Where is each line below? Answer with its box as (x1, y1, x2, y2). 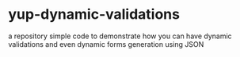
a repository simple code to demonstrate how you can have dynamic (8, 31, 232, 41)
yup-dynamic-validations (8, 5, 181, 23)
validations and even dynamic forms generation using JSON (8, 39, 204, 48)
